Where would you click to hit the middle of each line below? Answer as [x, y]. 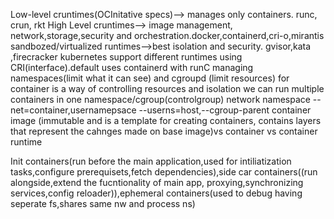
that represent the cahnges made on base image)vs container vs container [164, 131]
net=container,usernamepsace [73, 110]
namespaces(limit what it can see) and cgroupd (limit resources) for [150, 78]
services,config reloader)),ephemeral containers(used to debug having [156, 193]
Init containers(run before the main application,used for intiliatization [151, 161]
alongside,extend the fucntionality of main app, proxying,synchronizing [157, 182]
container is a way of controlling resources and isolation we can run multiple [167, 88]
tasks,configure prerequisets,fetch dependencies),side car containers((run [164, 172]
